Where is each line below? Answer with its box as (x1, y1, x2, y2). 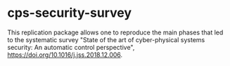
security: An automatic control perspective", (7, 43, 135, 51)
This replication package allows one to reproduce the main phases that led (7, 28, 224, 37)
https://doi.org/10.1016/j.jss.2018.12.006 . (7, 51, 123, 59)
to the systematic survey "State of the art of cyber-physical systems (7, 35, 205, 44)
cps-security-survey (7, 5, 132, 21)
